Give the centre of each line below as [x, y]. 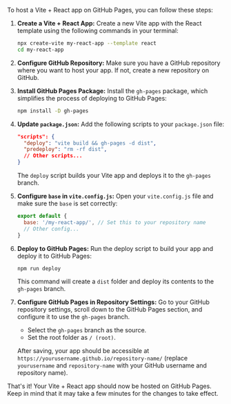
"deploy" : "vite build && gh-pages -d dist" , [90, 143]
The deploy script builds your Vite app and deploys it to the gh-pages [114, 175]
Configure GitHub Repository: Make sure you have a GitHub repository [119, 63]
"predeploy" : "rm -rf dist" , [66, 150]
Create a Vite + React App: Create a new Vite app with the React [109, 23]
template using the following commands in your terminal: [98, 31]
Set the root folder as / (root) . [71, 338]
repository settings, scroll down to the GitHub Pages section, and [110, 310]
